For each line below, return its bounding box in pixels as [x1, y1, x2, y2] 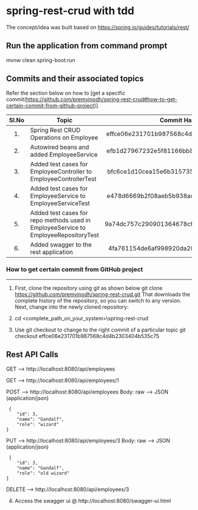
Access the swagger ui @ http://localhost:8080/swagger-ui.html [14, 497, 171, 504]
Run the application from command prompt [6, 41, 168, 51]
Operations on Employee [30, 133, 98, 141]
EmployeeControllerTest [30, 174, 97, 183]
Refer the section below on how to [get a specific [6, 89, 126, 96]
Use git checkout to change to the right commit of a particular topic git [14, 326, 186, 333]
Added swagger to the [30, 241, 92, 249]
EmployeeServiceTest [30, 199, 90, 207]
